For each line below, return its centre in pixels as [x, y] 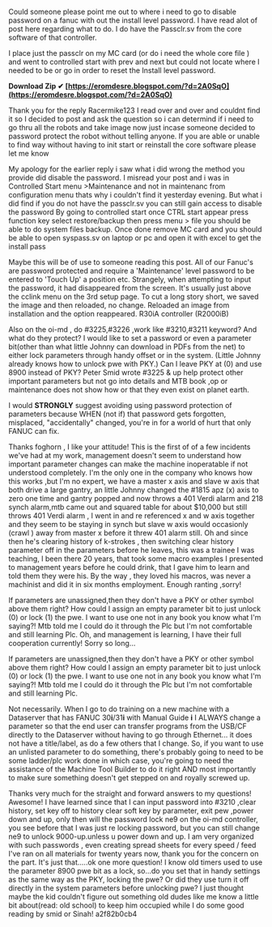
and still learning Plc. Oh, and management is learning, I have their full [125, 634]
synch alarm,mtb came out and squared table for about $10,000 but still [128, 507]
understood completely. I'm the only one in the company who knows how [131, 472]
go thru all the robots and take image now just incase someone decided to [132, 128]
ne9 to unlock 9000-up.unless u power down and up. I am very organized [132, 836]
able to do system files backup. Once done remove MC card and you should [135, 229]
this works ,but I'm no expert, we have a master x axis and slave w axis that [134, 481]
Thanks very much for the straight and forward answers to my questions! [130, 793]
